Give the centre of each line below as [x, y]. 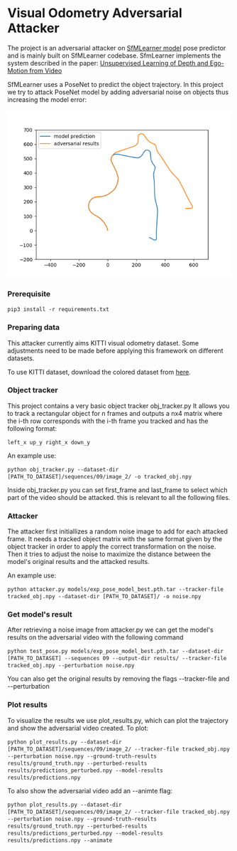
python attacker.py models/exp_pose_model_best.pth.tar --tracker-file [115, 590]
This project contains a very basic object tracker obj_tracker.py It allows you [118, 406]
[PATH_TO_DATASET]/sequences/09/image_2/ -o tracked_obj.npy [100, 476]
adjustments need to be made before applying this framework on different [115, 350]
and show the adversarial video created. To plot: [78, 728]
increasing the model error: [47, 99]
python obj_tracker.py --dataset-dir [63, 469]
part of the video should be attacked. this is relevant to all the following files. [119, 497]
